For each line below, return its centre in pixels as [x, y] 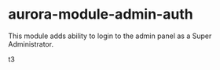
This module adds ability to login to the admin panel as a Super [110, 36]
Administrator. [31, 44]
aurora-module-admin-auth [101, 14]
